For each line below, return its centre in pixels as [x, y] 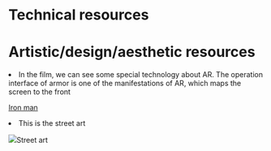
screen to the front [40, 92]
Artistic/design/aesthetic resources [132, 52]
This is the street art [52, 123]
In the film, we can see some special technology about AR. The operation [141, 75]
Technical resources [79, 15]
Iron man [23, 108]
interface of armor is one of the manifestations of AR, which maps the [125, 84]
